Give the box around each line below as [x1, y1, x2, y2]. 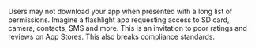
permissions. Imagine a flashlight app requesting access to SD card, [8, 15, 230, 24]
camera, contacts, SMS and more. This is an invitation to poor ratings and [8, 24, 247, 32]
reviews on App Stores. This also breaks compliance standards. [8, 32, 216, 41]
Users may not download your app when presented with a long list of [8, 7, 233, 16]
